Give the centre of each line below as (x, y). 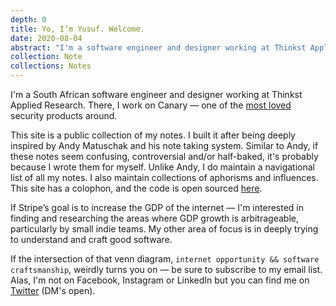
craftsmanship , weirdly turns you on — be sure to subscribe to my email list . (166, 269)
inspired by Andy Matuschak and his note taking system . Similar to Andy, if (164, 145)
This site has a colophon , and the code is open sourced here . (136, 188)
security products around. (64, 115)
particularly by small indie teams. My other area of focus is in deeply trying (164, 229)
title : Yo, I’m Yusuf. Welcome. (77, 29)
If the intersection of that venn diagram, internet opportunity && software (165, 259)
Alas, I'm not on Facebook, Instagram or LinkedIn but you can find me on (160, 280)
